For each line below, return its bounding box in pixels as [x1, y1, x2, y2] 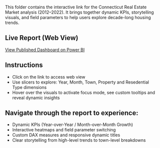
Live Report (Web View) [5, 34, 79, 42]
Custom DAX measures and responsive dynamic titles [12, 132, 120, 138]
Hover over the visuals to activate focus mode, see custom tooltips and [12, 89, 155, 95]
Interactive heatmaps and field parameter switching [12, 127, 116, 133]
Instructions [5, 61, 43, 69]
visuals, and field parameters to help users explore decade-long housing [5, 15, 151, 20]
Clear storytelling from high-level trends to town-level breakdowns [12, 137, 146, 143]
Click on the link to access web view [12, 74, 85, 80]
